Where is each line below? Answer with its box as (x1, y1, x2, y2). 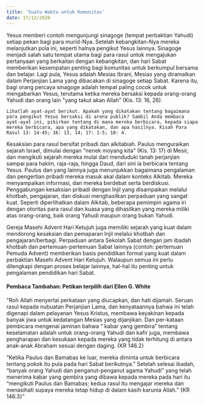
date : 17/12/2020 (6, 15, 51, 21)
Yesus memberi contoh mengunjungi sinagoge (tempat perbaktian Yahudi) (6, 31, 194, 38)
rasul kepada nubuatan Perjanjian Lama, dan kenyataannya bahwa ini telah (6, 303, 194, 310)
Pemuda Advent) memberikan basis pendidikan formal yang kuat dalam (6, 249, 186, 257)
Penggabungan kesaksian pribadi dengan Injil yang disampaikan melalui (6, 186, 188, 193)
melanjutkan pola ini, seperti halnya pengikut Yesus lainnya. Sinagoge (6, 44, 181, 52)
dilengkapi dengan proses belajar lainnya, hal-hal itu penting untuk (6, 262, 174, 269)
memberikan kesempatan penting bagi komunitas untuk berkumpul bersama (6, 64, 199, 71)
